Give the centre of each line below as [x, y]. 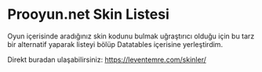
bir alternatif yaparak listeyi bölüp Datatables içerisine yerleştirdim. [115, 44]
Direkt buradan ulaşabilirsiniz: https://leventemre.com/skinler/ [107, 59]
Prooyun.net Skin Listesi [89, 14]
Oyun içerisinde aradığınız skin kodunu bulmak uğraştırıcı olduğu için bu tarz [131, 36]
